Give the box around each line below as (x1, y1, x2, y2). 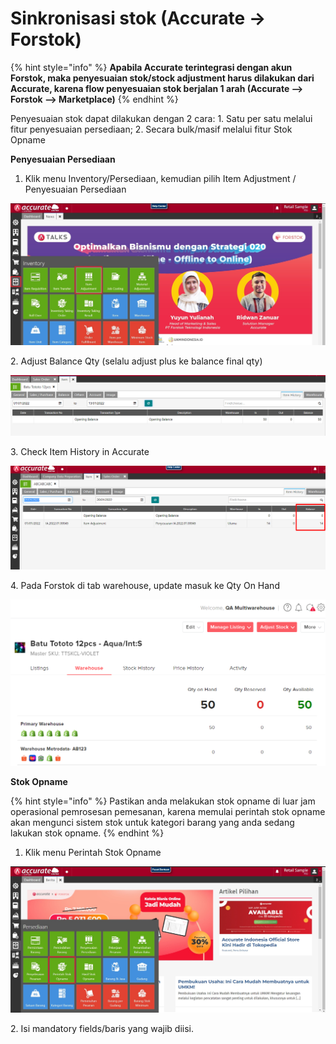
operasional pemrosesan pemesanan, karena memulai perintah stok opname (10, 805, 326, 817)
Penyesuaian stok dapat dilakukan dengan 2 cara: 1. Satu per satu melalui (10, 112, 313, 124)
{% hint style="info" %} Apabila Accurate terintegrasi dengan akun (10, 61, 293, 73)
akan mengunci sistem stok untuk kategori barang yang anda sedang (10, 816, 295, 828)
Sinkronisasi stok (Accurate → (10, 7, 267, 30)
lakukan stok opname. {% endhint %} (10, 827, 165, 839)
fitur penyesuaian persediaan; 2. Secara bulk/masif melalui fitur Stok (10, 123, 293, 135)
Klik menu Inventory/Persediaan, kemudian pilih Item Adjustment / (24, 172, 297, 184)
